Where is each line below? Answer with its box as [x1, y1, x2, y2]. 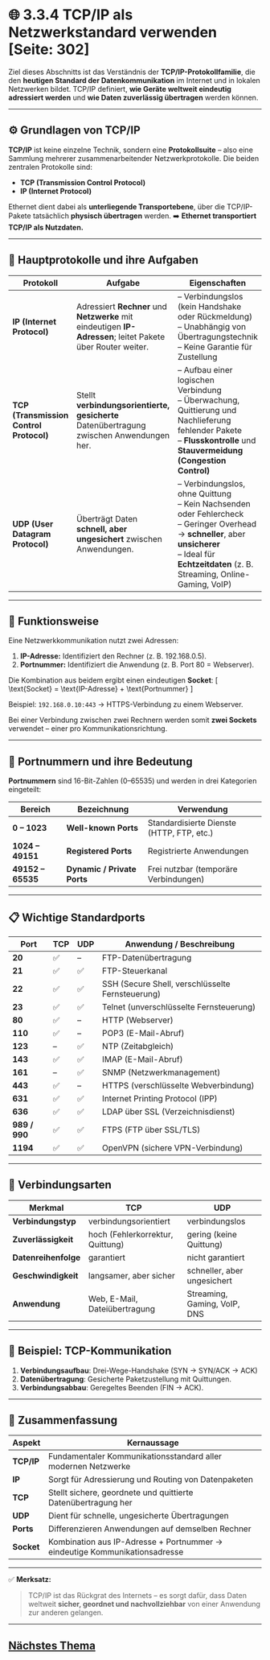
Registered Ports [66, 845, 133, 857]
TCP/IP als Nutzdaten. [8, 222, 84, 232]
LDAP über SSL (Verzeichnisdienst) [101, 1106, 235, 1117]
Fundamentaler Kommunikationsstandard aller [47, 1451, 223, 1462]
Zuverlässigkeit [12, 1233, 74, 1245]
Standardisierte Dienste [147, 817, 237, 828]
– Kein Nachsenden [177, 498, 251, 509]
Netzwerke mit [76, 311, 133, 322]
